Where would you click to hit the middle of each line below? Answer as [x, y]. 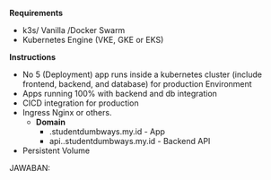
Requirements [36, 13]
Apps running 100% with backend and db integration [120, 94]
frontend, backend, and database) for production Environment [137, 84]
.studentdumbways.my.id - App [107, 132]
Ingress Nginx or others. [67, 112]
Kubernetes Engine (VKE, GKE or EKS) [93, 40]
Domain [50, 122]
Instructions [33, 57]
